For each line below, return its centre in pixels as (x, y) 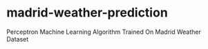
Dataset (18, 39)
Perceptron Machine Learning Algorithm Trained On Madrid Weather (104, 32)
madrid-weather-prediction (87, 13)
